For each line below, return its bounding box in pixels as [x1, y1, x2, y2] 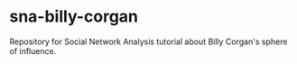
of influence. [9, 45, 57, 56]
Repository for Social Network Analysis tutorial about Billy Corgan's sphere [9, 36, 288, 47]
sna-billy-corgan [9, 6, 138, 27]
